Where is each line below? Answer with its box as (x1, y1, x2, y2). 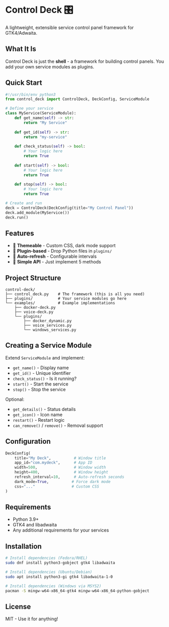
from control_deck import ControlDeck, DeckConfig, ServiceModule (5, 97, 150, 102)
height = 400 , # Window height (14, 470, 109, 475)
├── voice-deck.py (14, 309, 54, 315)
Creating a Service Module (5, 341, 92, 350)
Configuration (5, 437, 51, 446)
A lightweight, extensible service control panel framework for (5, 24, 134, 31)
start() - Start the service (12, 381, 69, 387)
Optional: (5, 396, 25, 402)
